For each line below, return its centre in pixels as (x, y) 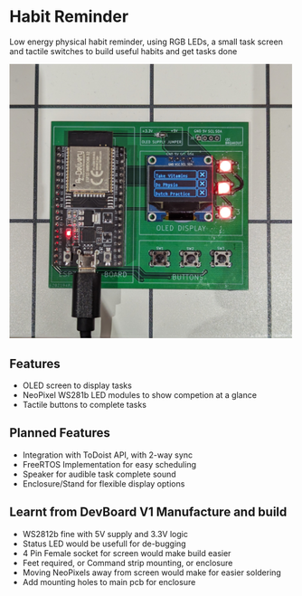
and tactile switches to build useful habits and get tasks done (123, 51)
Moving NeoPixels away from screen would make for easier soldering (152, 572)
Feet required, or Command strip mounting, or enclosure (127, 563)
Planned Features (60, 433)
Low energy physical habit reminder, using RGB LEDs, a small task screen (146, 42)
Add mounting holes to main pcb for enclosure (109, 582)
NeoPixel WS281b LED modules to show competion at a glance (140, 395)
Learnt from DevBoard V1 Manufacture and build (148, 512)
